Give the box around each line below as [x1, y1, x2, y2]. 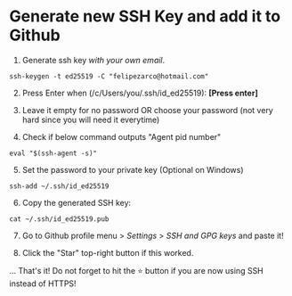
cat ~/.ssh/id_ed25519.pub [9, 214, 109, 224]
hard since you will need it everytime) [21, 114, 160, 125]
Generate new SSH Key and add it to [9, 6, 281, 27]
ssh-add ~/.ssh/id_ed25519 [9, 181, 109, 191]
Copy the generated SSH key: [21, 197, 132, 208]
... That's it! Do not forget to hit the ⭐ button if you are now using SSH [9, 265, 264, 275]
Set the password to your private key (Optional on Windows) [21, 164, 244, 175]
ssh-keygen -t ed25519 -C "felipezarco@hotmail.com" [9, 71, 209, 81]
